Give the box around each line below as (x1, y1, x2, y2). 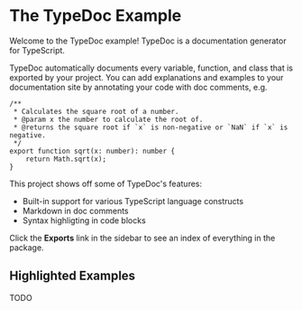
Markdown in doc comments (22, 205, 129, 216)
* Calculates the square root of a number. (13, 107, 179, 116)
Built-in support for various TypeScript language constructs (22, 195, 244, 206)
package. (9, 241, 44, 253)
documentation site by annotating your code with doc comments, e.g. (9, 81, 268, 92)
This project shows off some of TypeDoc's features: (9, 178, 203, 189)
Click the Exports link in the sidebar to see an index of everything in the (9, 232, 276, 243)
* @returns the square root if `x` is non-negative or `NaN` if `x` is (13, 123, 288, 132)
